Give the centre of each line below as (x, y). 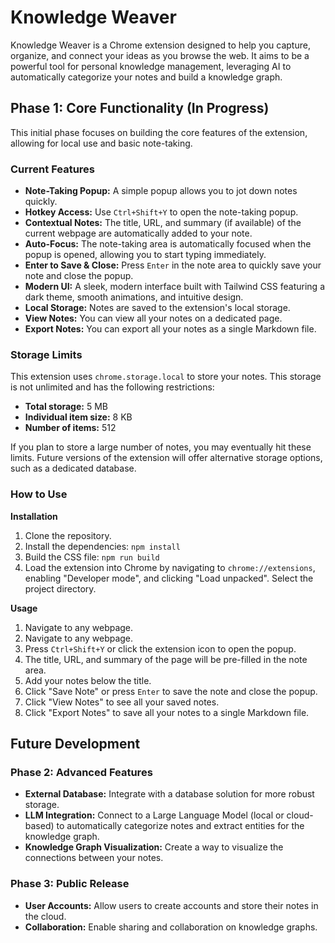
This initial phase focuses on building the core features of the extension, (159, 132)
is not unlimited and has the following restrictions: (112, 387)
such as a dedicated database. (73, 468)
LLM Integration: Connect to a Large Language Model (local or (154, 815)
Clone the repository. (68, 535)
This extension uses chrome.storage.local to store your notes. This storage (166, 377)
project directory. (60, 588)
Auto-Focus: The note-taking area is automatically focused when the (168, 244)
